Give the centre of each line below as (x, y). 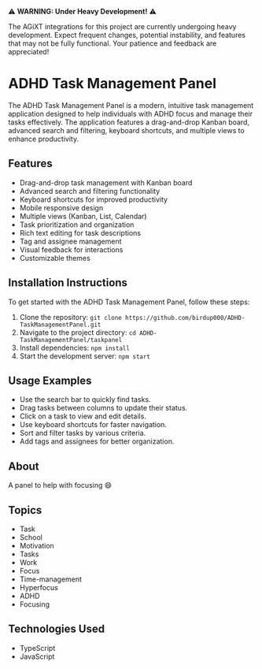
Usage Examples (50, 380)
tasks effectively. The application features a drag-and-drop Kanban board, (129, 122)
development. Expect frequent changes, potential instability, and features (127, 35)
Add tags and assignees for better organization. (97, 441)
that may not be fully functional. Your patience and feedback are (113, 43)
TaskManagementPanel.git (60, 325)
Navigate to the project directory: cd (77, 332)
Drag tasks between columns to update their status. (103, 408)
